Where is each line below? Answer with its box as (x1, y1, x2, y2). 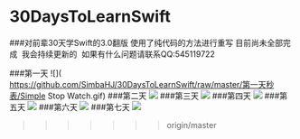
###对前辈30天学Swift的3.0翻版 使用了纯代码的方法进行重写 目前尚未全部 (9, 37, 283, 48)
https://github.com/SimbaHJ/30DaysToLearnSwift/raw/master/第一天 (9, 79, 267, 89)
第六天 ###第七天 (53, 101, 130, 112)
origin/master (166, 119, 217, 130)
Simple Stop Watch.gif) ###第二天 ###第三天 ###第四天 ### (20, 90, 280, 101)
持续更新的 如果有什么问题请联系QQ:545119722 (37, 48, 215, 60)
